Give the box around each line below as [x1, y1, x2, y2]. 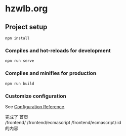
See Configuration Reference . [5, 103, 66, 109]
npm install [5, 36, 30, 41]
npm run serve [5, 58, 35, 63]
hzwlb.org [5, 3, 48, 14]
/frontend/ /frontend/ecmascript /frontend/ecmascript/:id [5, 119, 122, 125]
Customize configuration [5, 92, 67, 99]
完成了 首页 [5, 114, 28, 120]
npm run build [5, 81, 35, 86]
